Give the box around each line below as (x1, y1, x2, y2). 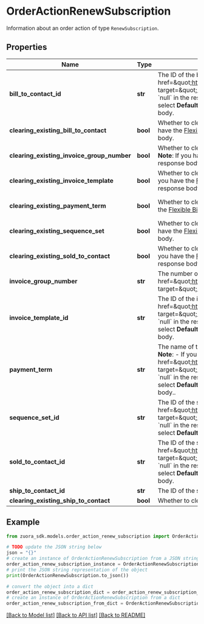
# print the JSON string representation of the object (6, 567, 148, 573)
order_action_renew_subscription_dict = (6, 589, 110, 595)
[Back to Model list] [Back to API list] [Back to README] (6, 611, 146, 619)
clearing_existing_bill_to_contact (9, 126, 107, 135)
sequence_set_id (9, 413, 59, 422)
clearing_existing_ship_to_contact (9, 496, 110, 505)
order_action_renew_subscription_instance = (6, 561, 121, 567)
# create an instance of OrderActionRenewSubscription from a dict (6, 595, 181, 601)
